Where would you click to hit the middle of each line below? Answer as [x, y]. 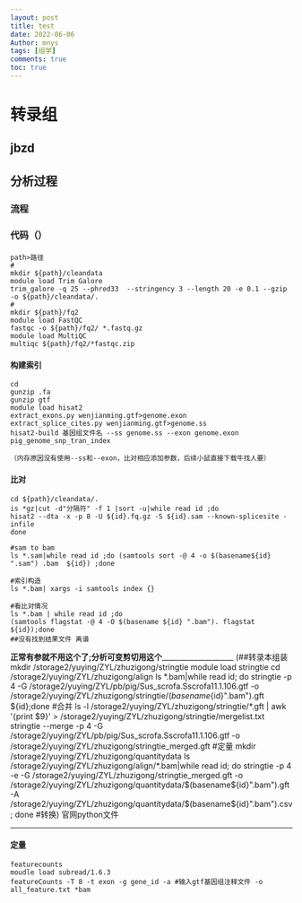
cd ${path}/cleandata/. [55, 499]
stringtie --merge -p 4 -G [57, 725]
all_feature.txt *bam [51, 890]
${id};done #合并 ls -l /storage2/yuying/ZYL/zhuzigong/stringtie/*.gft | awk [148, 706]
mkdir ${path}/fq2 [44, 313]
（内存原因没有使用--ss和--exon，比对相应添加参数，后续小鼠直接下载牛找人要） [140, 458]
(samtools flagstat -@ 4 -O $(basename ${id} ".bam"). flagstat [133, 621]
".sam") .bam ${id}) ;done [63, 563]
